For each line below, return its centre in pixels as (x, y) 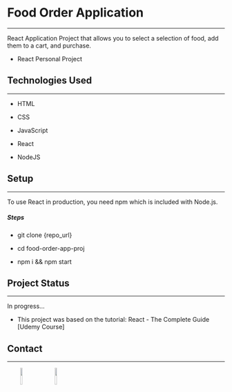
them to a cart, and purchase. (49, 45)
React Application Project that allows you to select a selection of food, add (113, 38)
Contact (25, 348)
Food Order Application (75, 13)
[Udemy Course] (41, 327)
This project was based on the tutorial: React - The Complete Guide (113, 320)
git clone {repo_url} (45, 235)
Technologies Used (49, 81)
